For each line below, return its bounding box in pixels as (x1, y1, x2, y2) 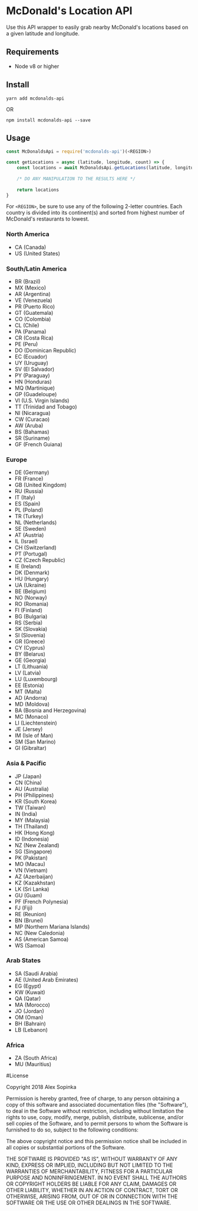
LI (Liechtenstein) (14, 719, 57, 726)
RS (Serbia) (14, 619, 43, 626)
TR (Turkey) (14, 513, 44, 520)
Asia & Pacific (6, 759, 47, 768)
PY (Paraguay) (14, 371, 50, 379)
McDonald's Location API (6, 4, 133, 18)
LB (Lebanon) (14, 1026, 48, 1033)
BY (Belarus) (14, 650, 46, 658)
